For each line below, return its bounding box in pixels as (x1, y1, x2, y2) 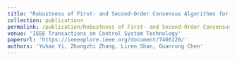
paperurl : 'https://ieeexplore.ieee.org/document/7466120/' (7, 36, 188, 43)
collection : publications (7, 17, 83, 24)
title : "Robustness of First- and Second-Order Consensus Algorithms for (7, 10, 229, 18)
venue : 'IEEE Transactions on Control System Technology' (7, 29, 181, 37)
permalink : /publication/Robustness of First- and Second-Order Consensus (7, 23, 232, 30)
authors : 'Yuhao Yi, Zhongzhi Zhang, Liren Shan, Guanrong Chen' (7, 43, 203, 50)
